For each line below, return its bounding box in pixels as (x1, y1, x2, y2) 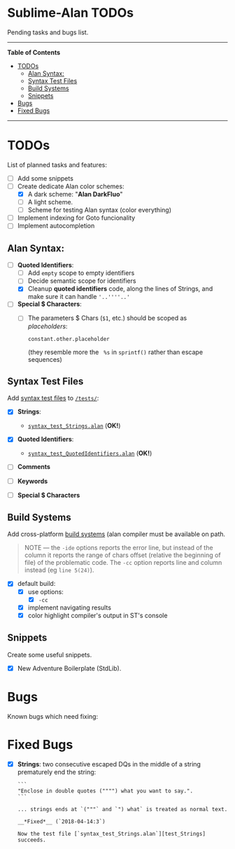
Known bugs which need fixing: (7, 712, 99, 720)
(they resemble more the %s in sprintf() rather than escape (27, 348, 204, 356)
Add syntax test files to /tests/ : (7, 394, 99, 402)
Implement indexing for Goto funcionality (17, 213, 136, 222)
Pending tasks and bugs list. (7, 28, 89, 36)
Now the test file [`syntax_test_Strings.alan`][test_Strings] (17, 830, 206, 837)
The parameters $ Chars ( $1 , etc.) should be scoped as (27, 314, 187, 323)
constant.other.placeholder (27, 335, 110, 342)
